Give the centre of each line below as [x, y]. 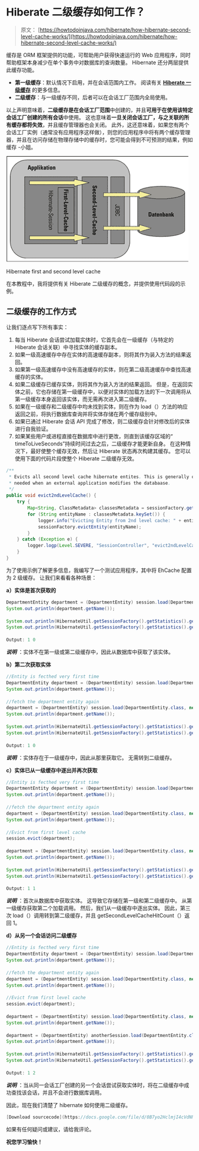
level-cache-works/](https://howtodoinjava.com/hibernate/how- [99, 36]
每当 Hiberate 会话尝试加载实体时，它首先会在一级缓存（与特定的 [94, 340]
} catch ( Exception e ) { [47, 539]
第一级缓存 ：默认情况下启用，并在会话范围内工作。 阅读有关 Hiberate [100, 82]
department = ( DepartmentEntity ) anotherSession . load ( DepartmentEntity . [98, 1035]
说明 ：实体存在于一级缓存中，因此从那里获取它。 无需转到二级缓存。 [91, 757]
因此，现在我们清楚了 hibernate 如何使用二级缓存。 [69, 1105]
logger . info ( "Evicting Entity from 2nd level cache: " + [110, 520]
